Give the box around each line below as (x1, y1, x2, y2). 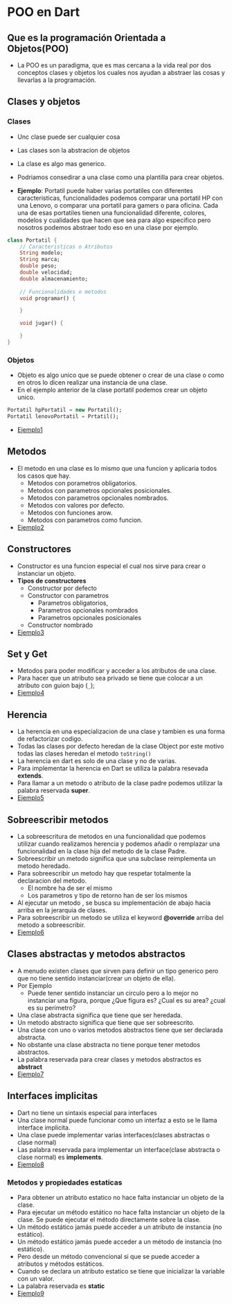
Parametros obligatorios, (37, 599, 109, 607)
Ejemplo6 (17, 928, 45, 937)
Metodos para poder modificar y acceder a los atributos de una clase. (17, 667, 217, 675)
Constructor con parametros (27, 591, 109, 599)
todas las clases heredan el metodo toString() (17, 749, 152, 758)
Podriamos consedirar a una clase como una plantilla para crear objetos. (17, 173, 224, 181)
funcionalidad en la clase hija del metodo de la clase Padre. (17, 847, 187, 855)
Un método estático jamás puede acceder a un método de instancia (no (17, 1237, 222, 1246)
